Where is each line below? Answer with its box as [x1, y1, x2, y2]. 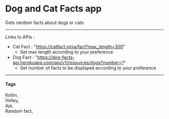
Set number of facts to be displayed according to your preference [20, 64, 156, 70]
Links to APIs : [5, 33, 35, 40]
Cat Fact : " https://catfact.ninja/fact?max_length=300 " [12, 43, 126, 49]
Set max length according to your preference [20, 48, 113, 55]
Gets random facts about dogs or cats [5, 19, 84, 25]
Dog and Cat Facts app [5, 3, 102, 14]
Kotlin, [5, 92, 19, 98]
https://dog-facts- [37, 54, 75, 60]
